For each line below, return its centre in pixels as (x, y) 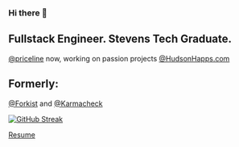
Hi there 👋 (28, 13)
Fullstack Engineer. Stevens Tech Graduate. (120, 39)
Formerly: (33, 84)
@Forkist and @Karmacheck (56, 103)
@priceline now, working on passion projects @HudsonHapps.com (119, 58)
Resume (22, 134)
